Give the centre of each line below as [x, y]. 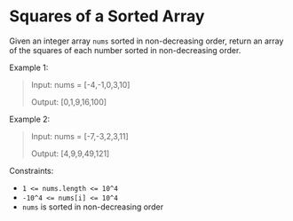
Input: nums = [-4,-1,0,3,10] [80, 84]
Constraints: [32, 170]
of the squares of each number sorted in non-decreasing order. [125, 50]
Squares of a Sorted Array [107, 16]
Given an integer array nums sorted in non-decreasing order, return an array [146, 41]
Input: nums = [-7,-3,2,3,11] [79, 136]
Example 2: [30, 119]
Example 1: [29, 67]
